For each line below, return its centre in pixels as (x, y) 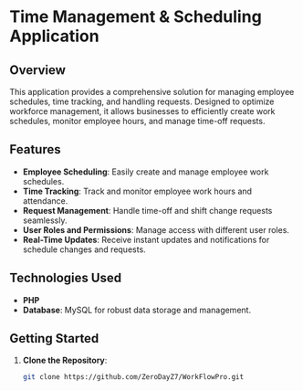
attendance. (45, 201)
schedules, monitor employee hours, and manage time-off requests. (137, 121)
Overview (38, 70)
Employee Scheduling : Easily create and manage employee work (146, 172)
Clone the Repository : (65, 360)
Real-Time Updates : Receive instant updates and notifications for (146, 239)
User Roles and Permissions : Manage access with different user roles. (156, 229)
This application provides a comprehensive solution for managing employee (152, 92)
